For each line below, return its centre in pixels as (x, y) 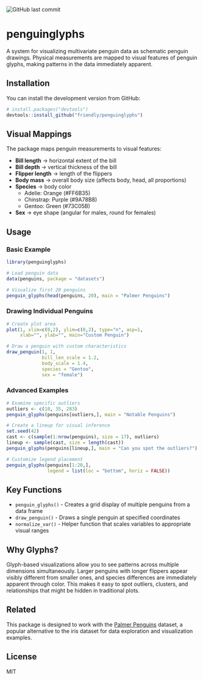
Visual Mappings (39, 134)
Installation (28, 84)
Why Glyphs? (33, 550)
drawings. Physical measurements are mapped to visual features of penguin (102, 58)
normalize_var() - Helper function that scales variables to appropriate (103, 524)
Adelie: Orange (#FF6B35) (57, 193)
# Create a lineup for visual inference (59, 425)
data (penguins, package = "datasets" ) (55, 278)
